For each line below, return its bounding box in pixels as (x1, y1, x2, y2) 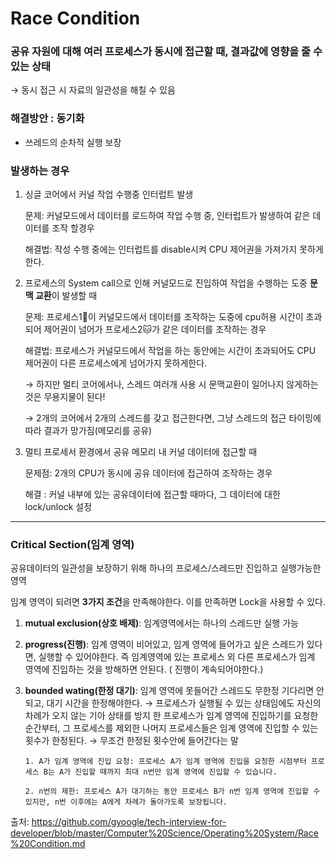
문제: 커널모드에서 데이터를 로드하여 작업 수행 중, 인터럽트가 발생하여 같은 (24, 210, 311, 222)
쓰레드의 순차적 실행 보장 (24, 136, 122, 148)
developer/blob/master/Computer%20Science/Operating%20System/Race (10, 827, 319, 839)
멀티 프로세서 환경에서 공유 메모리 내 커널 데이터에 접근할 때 (24, 446, 258, 458)
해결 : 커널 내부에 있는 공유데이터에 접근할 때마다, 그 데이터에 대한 (24, 488, 281, 501)
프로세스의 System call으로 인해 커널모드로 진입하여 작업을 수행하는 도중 (24, 277, 308, 289)
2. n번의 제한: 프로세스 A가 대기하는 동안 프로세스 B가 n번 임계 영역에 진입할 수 (24, 787, 321, 797)
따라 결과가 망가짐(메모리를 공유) (24, 425, 153, 437)
